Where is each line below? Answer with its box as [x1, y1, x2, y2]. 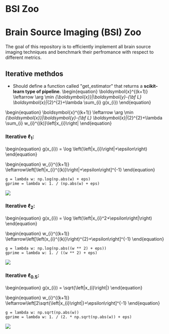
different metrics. [5, 54, 42, 61]
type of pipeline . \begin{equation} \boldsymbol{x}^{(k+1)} [25, 88, 148, 94]
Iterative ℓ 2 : [5, 202, 35, 210]
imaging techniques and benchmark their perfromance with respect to [5, 49, 154, 55]
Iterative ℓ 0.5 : [5, 271, 40, 280]
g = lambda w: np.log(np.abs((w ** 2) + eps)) [5, 246, 107, 251]
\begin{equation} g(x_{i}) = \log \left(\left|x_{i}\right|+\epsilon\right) [5, 146, 147, 152]
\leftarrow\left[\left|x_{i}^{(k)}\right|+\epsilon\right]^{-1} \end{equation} [5, 166, 155, 172]
